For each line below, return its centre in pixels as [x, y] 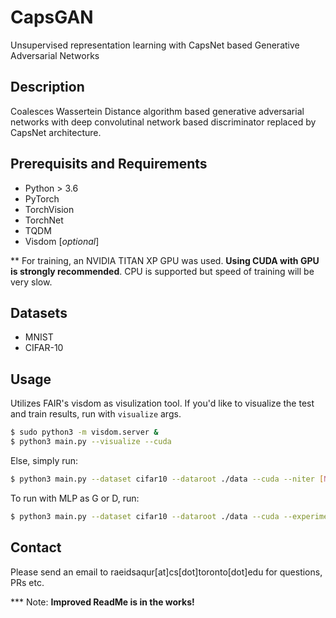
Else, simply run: [44, 460]
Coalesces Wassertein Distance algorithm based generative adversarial [157, 111]
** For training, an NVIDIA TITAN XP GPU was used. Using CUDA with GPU [165, 260]
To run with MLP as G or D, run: [75, 498]
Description [47, 87]
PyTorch [42, 198]
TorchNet [44, 220]
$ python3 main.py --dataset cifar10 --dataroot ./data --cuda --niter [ [167, 479]
